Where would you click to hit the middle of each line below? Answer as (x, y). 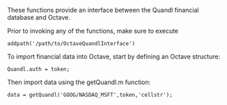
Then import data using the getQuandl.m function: (79, 82)
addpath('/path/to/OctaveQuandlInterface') (71, 44)
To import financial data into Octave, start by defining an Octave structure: (114, 56)
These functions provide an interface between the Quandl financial (103, 10)
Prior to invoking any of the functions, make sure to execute (93, 31)
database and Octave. (39, 17)
